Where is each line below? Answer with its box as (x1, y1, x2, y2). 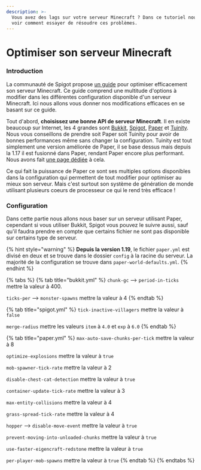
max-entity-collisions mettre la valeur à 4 (6, 399, 112, 406)
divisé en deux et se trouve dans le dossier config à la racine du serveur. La (6, 252, 193, 259)
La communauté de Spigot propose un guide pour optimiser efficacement (6, 80, 187, 87)
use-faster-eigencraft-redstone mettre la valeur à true (6, 445, 144, 453)
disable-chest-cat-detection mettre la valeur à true (6, 375, 136, 383)
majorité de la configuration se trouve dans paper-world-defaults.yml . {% (6, 259, 188, 266)
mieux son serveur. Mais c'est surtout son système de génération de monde (6, 180, 194, 187)
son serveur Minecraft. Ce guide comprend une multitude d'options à (6, 87, 177, 94)
